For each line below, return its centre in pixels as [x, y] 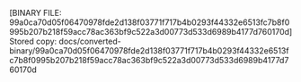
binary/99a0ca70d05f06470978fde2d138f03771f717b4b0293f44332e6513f [149, 51]
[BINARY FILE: [35, 13]
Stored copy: [33, 41]
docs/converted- [90, 41]
